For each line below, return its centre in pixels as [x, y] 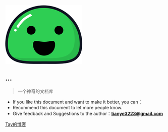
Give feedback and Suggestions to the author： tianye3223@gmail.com [88, 113]
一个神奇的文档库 [35, 91]
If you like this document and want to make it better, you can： [77, 102]
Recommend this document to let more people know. [67, 107]
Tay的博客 [16, 124]
